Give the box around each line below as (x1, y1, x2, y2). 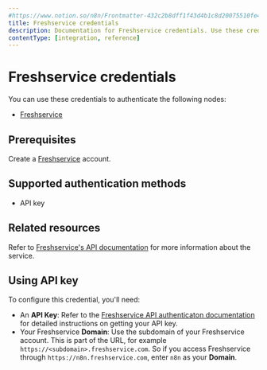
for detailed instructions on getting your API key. (19, 319, 179, 329)
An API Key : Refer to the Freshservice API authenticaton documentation (19, 310, 256, 320)
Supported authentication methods (8, 177, 187, 191)
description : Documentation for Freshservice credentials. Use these (8, 26, 244, 34)
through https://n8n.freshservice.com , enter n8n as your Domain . (19, 352, 238, 362)
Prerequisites (8, 133, 76, 146)
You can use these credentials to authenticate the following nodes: (8, 95, 226, 104)
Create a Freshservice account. (8, 154, 111, 163)
